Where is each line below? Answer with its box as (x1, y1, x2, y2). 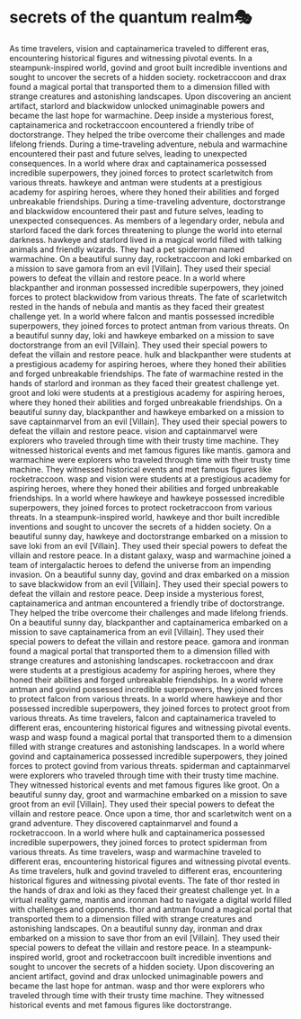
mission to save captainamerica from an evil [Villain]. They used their (9, 627, 265, 637)
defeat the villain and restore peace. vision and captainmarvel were (9, 425, 259, 437)
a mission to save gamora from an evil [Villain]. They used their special (9, 263, 271, 274)
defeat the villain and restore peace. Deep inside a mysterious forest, (9, 588, 265, 599)
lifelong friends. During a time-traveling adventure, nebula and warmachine (9, 139, 288, 149)
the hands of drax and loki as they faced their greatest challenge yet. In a (9, 884, 280, 896)
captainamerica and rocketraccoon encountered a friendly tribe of (9, 119, 254, 131)
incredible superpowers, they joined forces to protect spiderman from (9, 836, 268, 847)
